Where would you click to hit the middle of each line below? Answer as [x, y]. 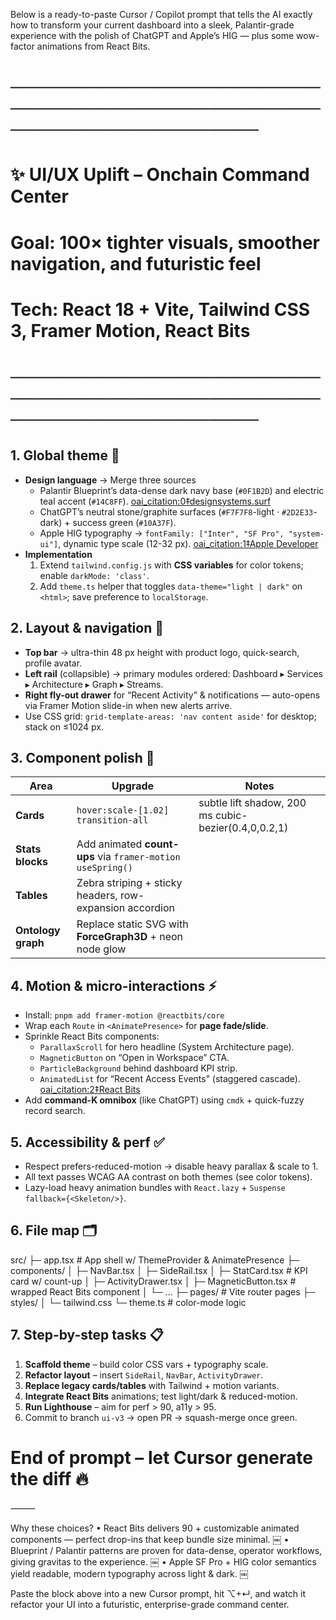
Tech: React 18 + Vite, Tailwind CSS [160, 309]
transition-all [112, 820]
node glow [101, 949]
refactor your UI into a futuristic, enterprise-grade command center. [150, 1604]
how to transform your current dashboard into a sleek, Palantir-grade [152, 25]
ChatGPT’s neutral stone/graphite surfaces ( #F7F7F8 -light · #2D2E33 [176, 511]
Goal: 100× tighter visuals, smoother [165, 242]
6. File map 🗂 [54, 1230]
